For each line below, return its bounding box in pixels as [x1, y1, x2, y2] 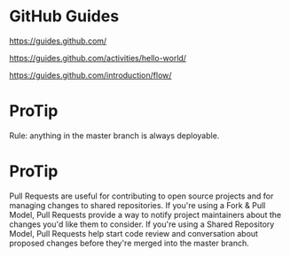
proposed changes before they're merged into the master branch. [9, 238, 250, 248]
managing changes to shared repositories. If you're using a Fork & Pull [9, 199, 266, 210]
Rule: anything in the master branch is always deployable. [9, 130, 220, 141]
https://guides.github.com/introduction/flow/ [9, 69, 172, 81]
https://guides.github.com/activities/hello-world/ [9, 52, 187, 63]
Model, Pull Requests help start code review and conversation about [9, 228, 259, 238]
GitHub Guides [9, 6, 120, 27]
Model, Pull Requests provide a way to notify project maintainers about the [9, 209, 282, 220]
